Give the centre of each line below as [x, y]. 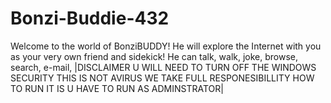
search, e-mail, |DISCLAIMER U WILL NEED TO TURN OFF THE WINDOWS [163, 67]
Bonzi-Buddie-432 [90, 18]
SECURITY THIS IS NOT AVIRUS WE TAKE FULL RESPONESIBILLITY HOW [162, 78]
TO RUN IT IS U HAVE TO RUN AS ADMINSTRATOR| [117, 88]
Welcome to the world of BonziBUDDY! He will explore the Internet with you [166, 46]
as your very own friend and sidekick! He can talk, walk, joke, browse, [154, 56]
